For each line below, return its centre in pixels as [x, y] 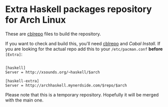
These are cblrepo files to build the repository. [53, 34]
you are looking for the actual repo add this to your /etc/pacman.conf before [84, 49]
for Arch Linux [36, 20]
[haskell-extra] [22, 81]
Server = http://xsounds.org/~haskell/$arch [53, 72]
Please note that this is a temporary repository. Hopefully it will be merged [82, 94]
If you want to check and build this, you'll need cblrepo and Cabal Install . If [83, 43]
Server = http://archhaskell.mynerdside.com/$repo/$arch [66, 85]
